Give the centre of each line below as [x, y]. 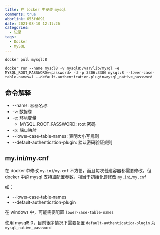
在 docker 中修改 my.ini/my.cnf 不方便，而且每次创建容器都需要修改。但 [78, 171]
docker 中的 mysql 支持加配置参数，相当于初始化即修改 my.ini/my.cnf [76, 177]
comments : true [21, 14]
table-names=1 [20, 77]
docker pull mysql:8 [26, 59]
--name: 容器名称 [30, 105]
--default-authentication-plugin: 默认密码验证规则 [62, 142]
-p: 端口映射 [24, 130]
